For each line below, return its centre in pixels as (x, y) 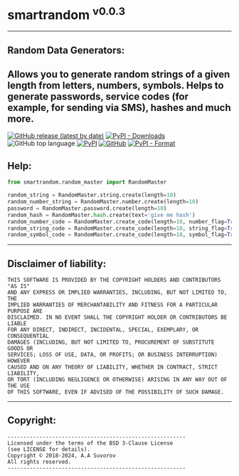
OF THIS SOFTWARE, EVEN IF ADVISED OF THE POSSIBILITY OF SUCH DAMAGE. (116, 392)
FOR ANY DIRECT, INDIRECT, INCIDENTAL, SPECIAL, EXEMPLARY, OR (103, 330)
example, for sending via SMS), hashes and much (119, 108)
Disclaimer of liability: (57, 264)
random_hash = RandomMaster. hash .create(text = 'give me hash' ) (101, 215)
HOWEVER (19, 361)
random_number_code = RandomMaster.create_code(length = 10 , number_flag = (117, 221)
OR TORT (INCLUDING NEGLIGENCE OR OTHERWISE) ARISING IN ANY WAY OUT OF (117, 380)
